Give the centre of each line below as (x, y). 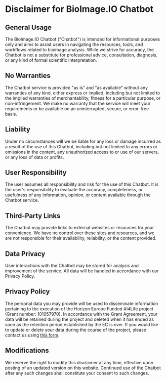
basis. (11, 114)
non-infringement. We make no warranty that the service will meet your (78, 103)
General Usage (28, 27)
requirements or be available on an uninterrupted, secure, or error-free (77, 108)
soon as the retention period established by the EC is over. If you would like (82, 324)
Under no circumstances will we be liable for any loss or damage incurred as (83, 141)
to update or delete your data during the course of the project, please (76, 330)
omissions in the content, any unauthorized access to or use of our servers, (82, 152)
